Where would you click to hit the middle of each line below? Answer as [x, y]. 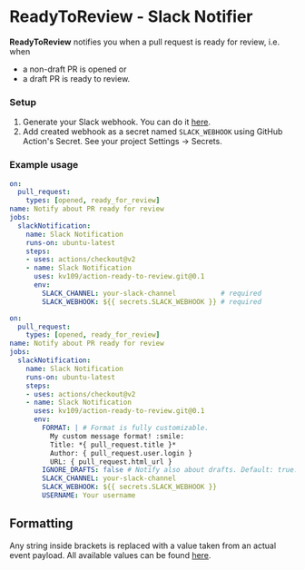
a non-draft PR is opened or [74, 69]
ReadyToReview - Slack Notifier [131, 17]
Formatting [41, 524]
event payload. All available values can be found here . [110, 555]
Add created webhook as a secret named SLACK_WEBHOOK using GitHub [152, 132]
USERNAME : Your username [89, 496]
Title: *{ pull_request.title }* [113, 445]
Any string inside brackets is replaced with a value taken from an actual [143, 545]
